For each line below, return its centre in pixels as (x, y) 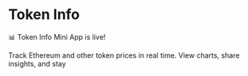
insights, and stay (37, 63)
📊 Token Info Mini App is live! (57, 36)
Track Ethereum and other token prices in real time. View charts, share (124, 55)
